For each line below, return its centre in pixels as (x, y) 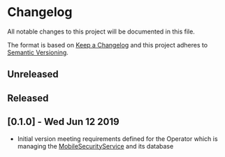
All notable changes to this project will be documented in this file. (101, 31)
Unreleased (33, 74)
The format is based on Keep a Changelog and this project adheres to (108, 45)
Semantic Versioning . (38, 52)
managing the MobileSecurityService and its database (95, 146)
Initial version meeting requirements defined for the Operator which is (117, 139)
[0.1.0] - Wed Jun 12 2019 (64, 122)
